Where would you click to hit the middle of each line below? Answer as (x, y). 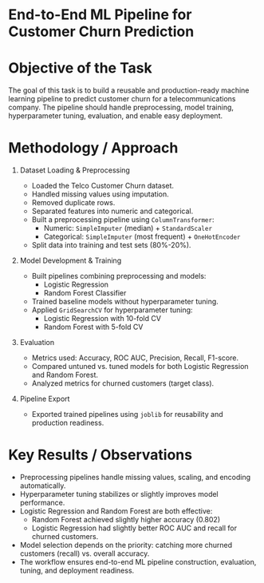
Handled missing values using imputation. (100, 194)
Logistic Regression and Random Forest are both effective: (116, 511)
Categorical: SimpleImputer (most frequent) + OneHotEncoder (142, 236)
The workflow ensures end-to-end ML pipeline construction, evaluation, (138, 562)
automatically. (43, 486)
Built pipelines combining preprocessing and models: (119, 276)
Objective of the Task (81, 68)
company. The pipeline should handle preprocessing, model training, (121, 107)
